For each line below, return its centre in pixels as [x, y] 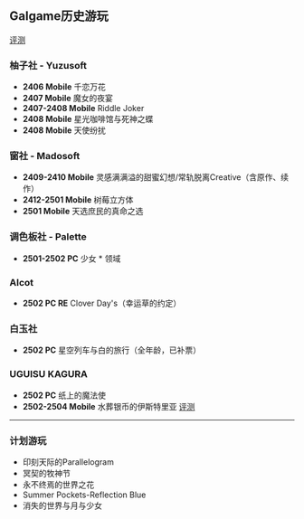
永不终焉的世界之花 [58, 484]
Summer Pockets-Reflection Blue [84, 495]
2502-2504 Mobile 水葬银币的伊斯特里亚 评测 [109, 406]
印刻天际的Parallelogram [68, 462]
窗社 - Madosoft [45, 156]
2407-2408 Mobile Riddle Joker [83, 109]
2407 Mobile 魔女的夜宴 [67, 99]
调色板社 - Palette [48, 237]
